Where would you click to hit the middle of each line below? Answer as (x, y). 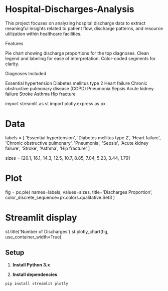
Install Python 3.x (31, 264)
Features (14, 43)
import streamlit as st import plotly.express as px (55, 103)
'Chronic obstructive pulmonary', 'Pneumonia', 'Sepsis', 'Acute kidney (77, 143)
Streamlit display (41, 218)
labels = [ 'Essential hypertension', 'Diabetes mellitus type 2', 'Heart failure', (83, 137)
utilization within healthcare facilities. (43, 34)
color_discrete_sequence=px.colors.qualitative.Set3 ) (60, 197)
